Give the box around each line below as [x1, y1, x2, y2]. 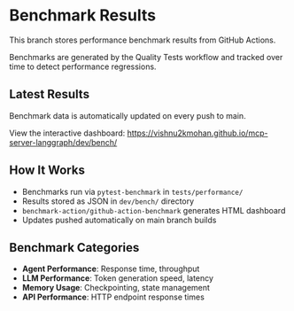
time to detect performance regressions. [9, 61, 157, 72]
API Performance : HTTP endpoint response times [21, 292, 205, 302]
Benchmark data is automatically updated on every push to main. [9, 110, 246, 121]
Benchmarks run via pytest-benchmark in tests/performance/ [21, 186, 244, 197]
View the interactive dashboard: [9, 128, 126, 138]
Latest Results [9, 87, 90, 102]
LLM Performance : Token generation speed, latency [21, 273, 214, 284]
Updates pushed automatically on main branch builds [21, 214, 217, 225]
